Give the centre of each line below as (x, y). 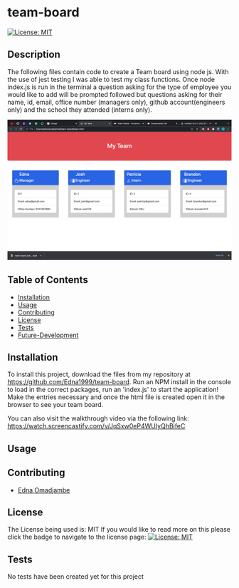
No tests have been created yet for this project (76, 577)
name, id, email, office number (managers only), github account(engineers (116, 102)
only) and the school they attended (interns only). (80, 109)
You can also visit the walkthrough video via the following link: (99, 418)
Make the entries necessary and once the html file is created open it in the (116, 397)
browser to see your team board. (55, 405)
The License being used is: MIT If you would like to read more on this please (119, 530)
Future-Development (48, 335)
